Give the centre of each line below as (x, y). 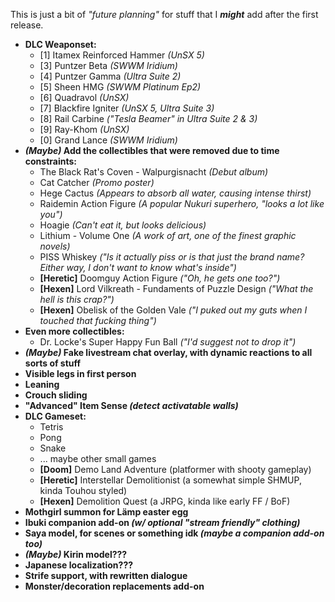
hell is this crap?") (77, 299)
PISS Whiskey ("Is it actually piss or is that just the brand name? (172, 257)
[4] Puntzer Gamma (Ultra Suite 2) (110, 76)
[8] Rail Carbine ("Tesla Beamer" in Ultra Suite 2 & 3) (148, 118)
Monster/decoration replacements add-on (114, 586)
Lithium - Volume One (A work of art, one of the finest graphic (168, 235)
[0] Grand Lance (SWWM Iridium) (108, 140)
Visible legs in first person (80, 373)
